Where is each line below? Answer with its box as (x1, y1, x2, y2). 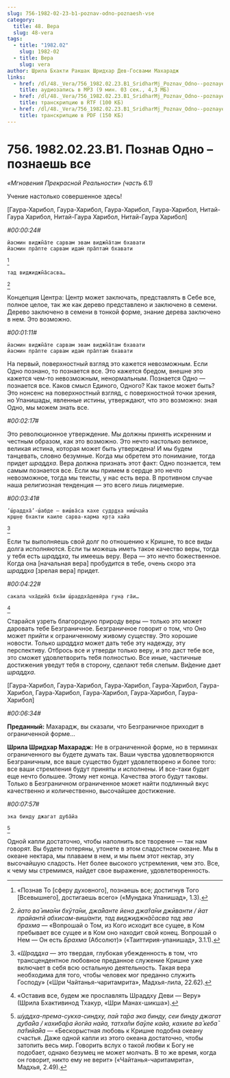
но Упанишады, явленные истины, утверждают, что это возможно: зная (7, 395, 218, 404)
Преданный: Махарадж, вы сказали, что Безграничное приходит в (7, 722, 204, 731)
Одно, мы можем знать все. (7, 403, 90, 411)
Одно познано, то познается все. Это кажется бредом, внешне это (7, 367, 203, 375)
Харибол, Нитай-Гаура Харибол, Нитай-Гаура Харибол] (25, 212, 188, 221)
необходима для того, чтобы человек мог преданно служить (16, 970, 196, 979)
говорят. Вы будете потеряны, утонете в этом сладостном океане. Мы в (7, 844, 218, 853)
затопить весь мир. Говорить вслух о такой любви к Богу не (16, 1041, 194, 1049)
